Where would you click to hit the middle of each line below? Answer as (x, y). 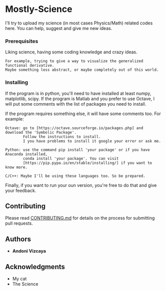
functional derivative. (30, 66)
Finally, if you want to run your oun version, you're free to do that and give (81, 185)
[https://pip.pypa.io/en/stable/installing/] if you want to (88, 163)
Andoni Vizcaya (29, 251)
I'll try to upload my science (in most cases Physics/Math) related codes (79, 23)
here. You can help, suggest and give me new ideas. (59, 28)
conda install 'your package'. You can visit (71, 158)
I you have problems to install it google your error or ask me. (92, 141)
